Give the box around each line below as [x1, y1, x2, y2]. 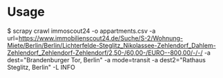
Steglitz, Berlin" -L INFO [7, 63, 76, 71]
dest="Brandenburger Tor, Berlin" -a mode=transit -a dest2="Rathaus [7, 55, 206, 64]
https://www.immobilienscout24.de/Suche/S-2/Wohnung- [18, 34, 184, 42]
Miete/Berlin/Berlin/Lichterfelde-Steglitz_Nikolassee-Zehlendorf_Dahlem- [7, 41, 216, 49]
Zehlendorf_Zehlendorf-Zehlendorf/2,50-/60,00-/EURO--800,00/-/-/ [7, 49, 203, 57]
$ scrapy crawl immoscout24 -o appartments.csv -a [7, 27, 156, 35]
